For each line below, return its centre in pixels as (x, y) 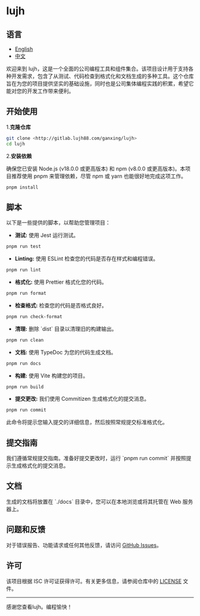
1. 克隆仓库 (18, 127)
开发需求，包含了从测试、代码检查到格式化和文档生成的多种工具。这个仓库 (102, 76)
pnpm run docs (24, 363)
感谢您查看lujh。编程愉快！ (39, 606)
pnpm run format (26, 293)
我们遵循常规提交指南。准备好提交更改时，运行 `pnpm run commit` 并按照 (96, 458)
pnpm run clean (25, 340)
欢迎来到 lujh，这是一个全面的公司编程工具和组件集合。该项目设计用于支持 (97, 69)
